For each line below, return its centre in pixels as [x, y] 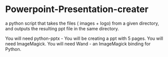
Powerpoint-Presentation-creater [77, 9]
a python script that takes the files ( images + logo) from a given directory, [82, 23]
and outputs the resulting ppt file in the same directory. [62, 28]
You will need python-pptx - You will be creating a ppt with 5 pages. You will [84, 38]
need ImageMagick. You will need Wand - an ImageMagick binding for [78, 43]
